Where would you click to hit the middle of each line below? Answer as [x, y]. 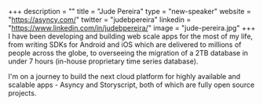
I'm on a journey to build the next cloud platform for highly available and [124, 76]
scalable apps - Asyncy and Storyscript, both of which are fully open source [131, 85]
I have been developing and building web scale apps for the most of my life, [131, 36]
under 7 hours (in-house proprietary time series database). [103, 61]
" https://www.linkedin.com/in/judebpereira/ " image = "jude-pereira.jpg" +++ [132, 28]
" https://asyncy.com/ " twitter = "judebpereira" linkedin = [100, 20]
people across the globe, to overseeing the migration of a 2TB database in [128, 53]
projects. [22, 93]
